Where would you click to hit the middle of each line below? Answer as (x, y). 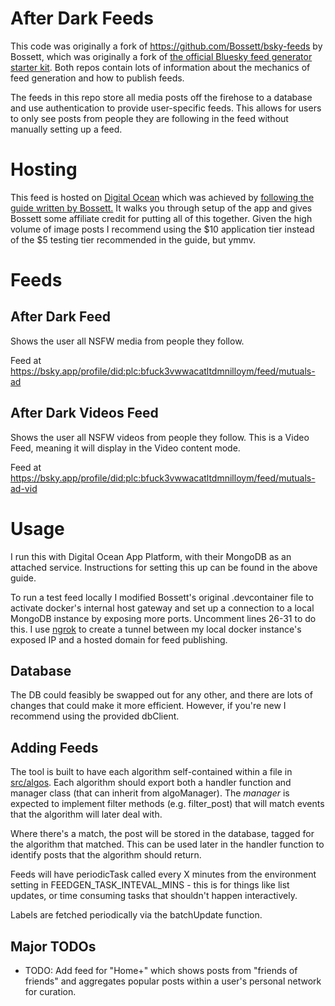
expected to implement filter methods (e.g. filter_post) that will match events (167, 804)
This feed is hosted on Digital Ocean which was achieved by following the (162, 197)
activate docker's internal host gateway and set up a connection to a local (162, 608)
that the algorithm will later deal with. (86, 814)
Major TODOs (53, 946)
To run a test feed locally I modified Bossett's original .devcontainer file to (162, 597)
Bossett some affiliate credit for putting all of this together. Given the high (161, 218)
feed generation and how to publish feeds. (97, 78)
